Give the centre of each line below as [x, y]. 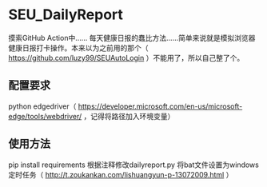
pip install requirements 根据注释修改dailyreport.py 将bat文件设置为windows [134, 165]
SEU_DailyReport [66, 15]
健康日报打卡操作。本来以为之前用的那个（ [78, 48]
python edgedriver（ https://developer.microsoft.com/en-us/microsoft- [126, 106]
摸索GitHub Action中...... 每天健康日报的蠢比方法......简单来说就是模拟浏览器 [132, 38]
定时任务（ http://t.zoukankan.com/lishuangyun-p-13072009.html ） [121, 174]
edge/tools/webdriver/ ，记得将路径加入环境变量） [92, 116]
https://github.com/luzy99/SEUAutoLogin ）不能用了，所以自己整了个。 [126, 58]
